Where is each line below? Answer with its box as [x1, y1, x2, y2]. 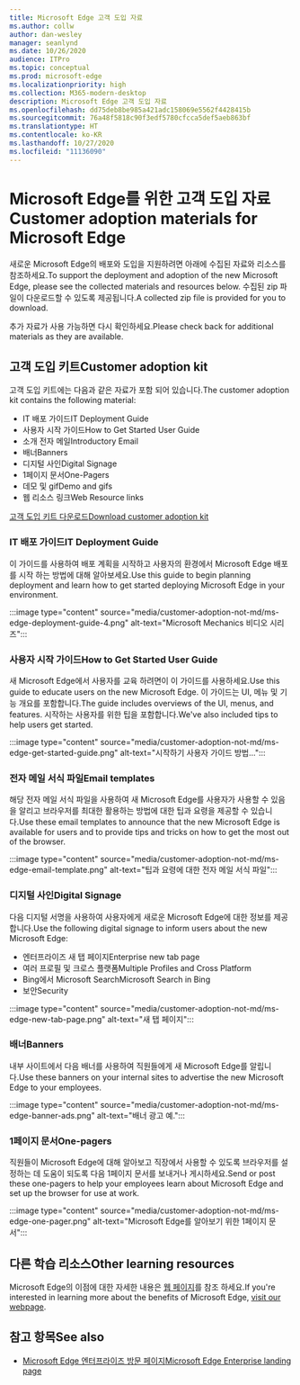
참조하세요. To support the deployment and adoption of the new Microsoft [9, 269, 278, 280]
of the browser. [9, 836, 66, 847]
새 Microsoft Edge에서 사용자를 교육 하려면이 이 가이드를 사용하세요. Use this [9, 675, 280, 686]
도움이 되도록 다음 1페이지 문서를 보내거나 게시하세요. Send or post [42, 1168, 276, 1179]
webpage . [9, 1301, 47, 1312]
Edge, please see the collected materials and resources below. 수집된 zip [9, 281, 278, 292]
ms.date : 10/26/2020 [9, 47, 87, 56]
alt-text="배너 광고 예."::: [97, 1110, 186, 1120]
